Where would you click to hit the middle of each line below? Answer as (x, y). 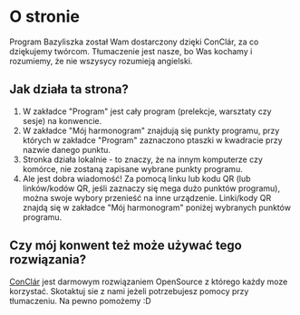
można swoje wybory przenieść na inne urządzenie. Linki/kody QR (147, 197)
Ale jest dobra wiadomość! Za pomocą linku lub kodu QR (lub (136, 178)
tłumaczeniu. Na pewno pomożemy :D (80, 301)
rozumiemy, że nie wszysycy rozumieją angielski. (101, 61)
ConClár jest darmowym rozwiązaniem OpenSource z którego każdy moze (149, 282)
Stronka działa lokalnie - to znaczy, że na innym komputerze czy (142, 159)
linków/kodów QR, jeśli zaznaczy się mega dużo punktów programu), (151, 188)
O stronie (44, 17)
